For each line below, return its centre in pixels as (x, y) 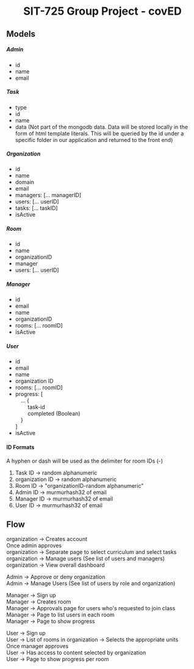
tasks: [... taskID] (36, 208)
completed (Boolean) (54, 414)
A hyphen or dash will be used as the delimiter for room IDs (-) (85, 461)
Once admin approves (34, 545)
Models (21, 34)
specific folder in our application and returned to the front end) (94, 140)
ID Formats (20, 447)
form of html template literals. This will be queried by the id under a (99, 133)
